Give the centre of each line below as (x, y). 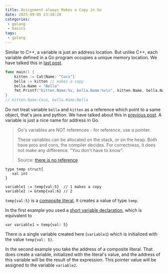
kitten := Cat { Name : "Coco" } (44, 77)
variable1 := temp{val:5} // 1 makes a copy (53, 187)
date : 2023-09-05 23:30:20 (33, 15)
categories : (17, 19)
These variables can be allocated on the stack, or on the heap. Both (87, 140)
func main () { (20, 72)
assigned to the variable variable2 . (41, 265)
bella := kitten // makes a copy (49, 81)
